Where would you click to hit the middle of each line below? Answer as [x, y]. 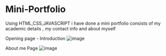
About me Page [22, 48]
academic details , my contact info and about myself [61, 28]
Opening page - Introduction [35, 38]
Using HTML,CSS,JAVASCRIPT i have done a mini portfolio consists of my [83, 23]
